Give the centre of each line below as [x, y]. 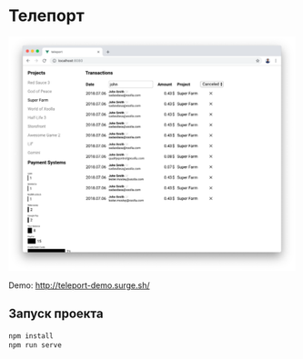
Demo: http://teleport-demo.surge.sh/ [80, 285]
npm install [31, 336]
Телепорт [47, 16]
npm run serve [35, 345]
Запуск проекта [56, 314]
